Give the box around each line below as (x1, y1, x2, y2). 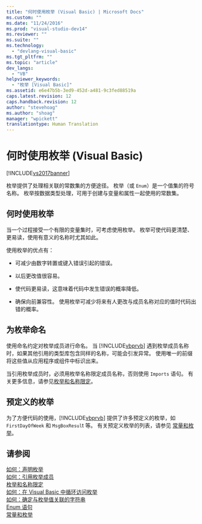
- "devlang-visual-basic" (11, 48, 77, 54)
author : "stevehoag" (6, 104, 58, 111)
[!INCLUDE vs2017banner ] (6, 170, 71, 177)
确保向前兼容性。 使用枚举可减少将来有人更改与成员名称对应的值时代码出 (14, 297, 197, 305)
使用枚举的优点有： (6, 246, 54, 254)
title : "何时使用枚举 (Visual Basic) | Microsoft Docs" (6, 8, 144, 15)
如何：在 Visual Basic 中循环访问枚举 (6, 488, 98, 496)
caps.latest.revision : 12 (6, 93, 71, 99)
